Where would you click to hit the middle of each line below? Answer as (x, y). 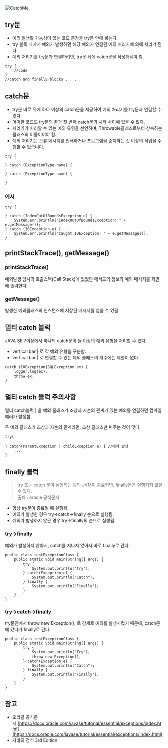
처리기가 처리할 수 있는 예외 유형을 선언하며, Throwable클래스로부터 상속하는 (87, 128)
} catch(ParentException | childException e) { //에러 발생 (67, 446)
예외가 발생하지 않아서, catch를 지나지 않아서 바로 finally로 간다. (68, 545)
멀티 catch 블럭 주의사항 (41, 397)
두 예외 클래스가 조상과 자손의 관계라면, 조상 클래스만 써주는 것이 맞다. (73, 427)
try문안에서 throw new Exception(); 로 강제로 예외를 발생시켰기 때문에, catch (81, 623)
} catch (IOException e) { (33, 229)
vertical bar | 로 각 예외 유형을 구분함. (49, 351)
